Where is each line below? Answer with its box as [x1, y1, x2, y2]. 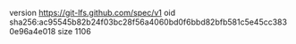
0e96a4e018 [9, 26, 56, 36]
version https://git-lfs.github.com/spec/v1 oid [9, 8, 176, 18]
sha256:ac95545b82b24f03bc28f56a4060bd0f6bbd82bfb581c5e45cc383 [9, 17, 288, 27]
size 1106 [57, 26, 91, 36]
